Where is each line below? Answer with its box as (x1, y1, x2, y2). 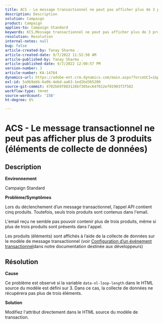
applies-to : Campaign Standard (5, 25, 68, 30)
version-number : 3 (5, 66, 42, 71)
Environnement (5, 176, 37, 181)
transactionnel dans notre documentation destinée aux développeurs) (5, 244, 143, 250)
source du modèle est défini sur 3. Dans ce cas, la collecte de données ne (5, 285, 153, 291)
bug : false (5, 43, 27, 48)
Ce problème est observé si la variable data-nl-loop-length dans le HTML (5, 280, 154, 286)
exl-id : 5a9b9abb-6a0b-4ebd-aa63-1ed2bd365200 (5, 79, 101, 84)
